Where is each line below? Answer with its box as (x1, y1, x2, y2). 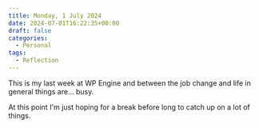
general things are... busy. (8, 86, 94, 96)
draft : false (8, 26, 52, 34)
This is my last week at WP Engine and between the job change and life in (8, 78, 252, 88)
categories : (8, 34, 48, 42)
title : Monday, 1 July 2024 (8, 11, 102, 20)
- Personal (15, 42, 52, 50)
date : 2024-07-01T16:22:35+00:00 (8, 19, 120, 27)
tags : (8, 49, 26, 57)
